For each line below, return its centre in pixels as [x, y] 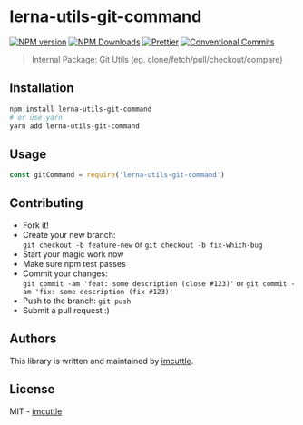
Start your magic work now [73, 254]
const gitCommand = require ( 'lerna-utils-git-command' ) [117, 175]
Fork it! [36, 225]
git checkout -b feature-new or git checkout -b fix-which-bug [142, 244]
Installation [42, 88]
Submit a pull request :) [66, 310]
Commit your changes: [65, 273]
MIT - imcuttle [36, 411]
